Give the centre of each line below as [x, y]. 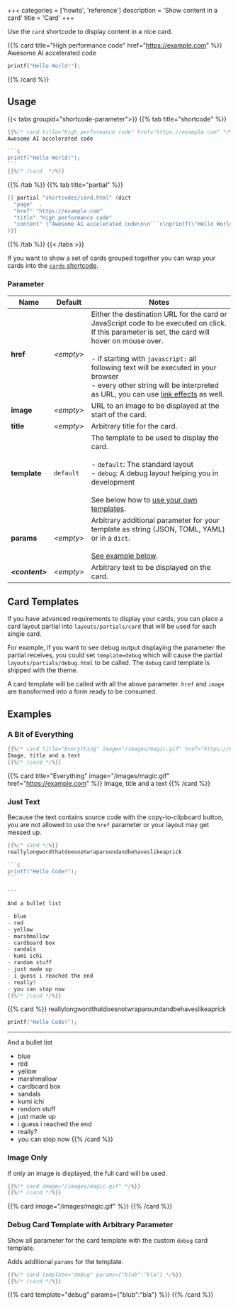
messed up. [24, 832]
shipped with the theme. [42, 670]
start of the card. [119, 415]
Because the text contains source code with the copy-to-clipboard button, [115, 817]
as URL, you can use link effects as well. [158, 394]
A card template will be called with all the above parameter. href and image [116, 684]
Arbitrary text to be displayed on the [151, 568]
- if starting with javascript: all [144, 359]
